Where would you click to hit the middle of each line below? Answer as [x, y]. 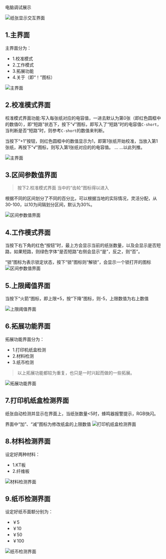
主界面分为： [18, 48]
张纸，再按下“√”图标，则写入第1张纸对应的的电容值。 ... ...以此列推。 [75, 147]
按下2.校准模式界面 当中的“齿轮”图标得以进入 [63, 188]
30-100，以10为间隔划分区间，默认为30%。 [50, 205]
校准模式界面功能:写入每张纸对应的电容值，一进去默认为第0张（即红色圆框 [81, 118]
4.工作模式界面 [28, 232]
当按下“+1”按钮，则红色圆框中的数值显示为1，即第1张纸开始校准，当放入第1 [82, 141]
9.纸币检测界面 [28, 499]
